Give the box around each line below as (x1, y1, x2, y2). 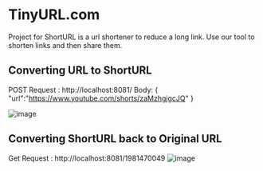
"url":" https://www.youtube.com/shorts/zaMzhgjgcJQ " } (8, 93, 194, 103)
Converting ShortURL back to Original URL (8, 132, 222, 145)
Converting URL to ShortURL (8, 64, 153, 78)
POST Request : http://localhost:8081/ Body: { (8, 85, 159, 94)
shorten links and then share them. (8, 40, 123, 50)
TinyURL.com (8, 6, 100, 24)
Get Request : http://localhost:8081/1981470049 (8, 153, 166, 163)
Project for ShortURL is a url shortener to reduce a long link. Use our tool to (8, 32, 255, 42)
